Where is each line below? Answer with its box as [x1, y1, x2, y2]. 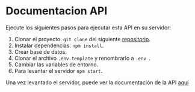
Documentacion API [5, 4, 108, 18]
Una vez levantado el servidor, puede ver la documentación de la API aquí [5, 79, 189, 86]
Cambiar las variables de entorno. [14, 61, 99, 68]
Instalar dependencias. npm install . [14, 42, 104, 49]
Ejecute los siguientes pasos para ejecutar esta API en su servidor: [5, 24, 172, 31]
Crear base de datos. [14, 48, 67, 55]
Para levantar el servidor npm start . [14, 67, 103, 74]
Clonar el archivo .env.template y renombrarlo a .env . [14, 54, 151, 62]
